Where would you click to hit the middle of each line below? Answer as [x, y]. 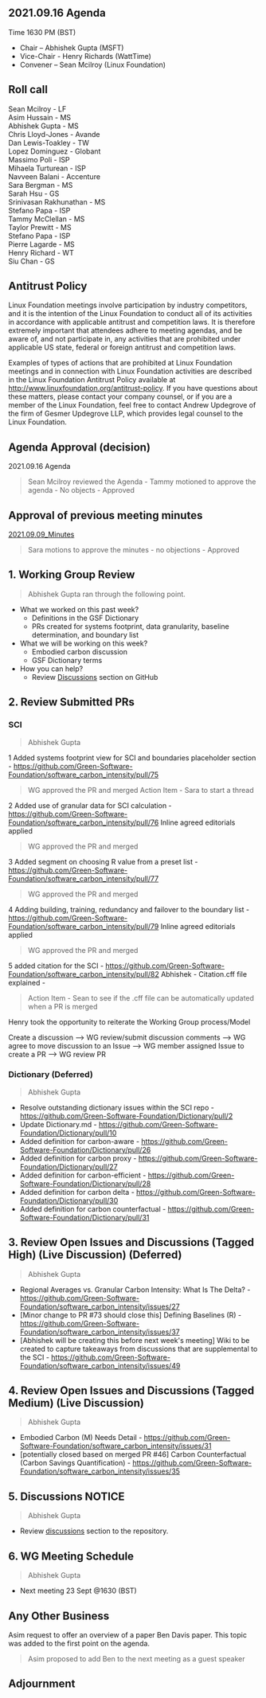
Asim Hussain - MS [40, 117]
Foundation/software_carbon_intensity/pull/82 [84, 974]
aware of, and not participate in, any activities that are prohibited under [125, 339]
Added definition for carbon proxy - [78, 1158]
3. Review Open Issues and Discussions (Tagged [131, 1242]
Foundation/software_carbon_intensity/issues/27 [100, 1306]
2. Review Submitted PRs [72, 703]
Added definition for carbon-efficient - [83, 1175]
